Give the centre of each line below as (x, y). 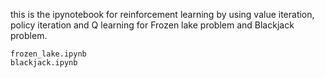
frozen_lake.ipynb (48, 54)
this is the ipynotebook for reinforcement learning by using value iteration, (162, 14)
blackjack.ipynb (44, 63)
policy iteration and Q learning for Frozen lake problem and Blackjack (152, 25)
